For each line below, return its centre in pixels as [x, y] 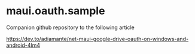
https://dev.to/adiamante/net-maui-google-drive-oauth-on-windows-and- [97, 39]
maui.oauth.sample [56, 11]
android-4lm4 [23, 45]
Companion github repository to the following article [70, 27]
